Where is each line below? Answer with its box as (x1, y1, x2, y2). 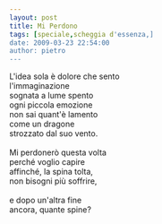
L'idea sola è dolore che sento (9, 71, 120, 82)
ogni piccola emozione (9, 99, 93, 110)
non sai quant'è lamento (9, 109, 98, 120)
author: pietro (9, 47, 66, 56)
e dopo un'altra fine (9, 194, 82, 206)
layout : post (9, 13, 58, 22)
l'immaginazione (9, 81, 70, 91)
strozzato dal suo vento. (9, 128, 98, 139)
